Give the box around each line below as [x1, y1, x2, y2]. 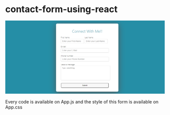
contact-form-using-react [5, 4, 118, 15]
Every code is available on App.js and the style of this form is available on [5, 98, 159, 104]
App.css [5, 104, 23, 110]
